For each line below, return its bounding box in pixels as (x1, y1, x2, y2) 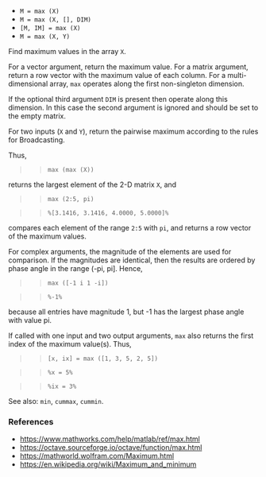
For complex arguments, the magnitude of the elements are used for (8, 247, 232, 256)
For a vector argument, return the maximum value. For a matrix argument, (8, 62, 249, 72)
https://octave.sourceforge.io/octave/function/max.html (19, 443, 202, 452)
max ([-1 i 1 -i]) (47, 279, 109, 287)
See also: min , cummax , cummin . (8, 397, 104, 405)
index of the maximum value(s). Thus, (8, 339, 133, 348)
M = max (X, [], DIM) (19, 16, 91, 24)
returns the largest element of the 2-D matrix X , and (8, 180, 177, 189)
